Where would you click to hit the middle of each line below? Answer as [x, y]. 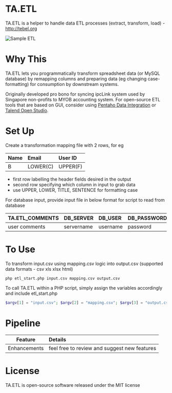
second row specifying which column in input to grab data [74, 184]
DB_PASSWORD [147, 218]
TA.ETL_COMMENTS [33, 218]
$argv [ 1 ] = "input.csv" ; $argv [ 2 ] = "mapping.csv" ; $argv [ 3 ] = [74, 302]
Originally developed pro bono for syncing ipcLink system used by [75, 94]
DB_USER [110, 218]
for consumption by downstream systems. [74, 84]
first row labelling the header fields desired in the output [72, 179]
